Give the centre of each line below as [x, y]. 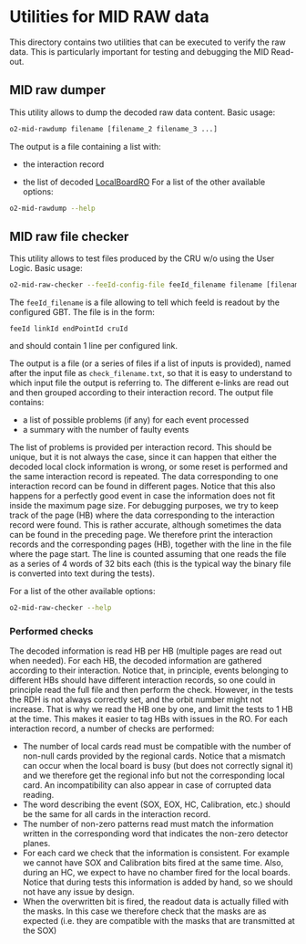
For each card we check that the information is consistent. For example [156, 853]
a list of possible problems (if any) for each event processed [136, 420]
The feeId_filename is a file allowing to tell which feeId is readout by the [145, 302]
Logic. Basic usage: [46, 268]
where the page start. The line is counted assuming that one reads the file [148, 554]
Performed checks [51, 631]
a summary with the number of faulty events [106, 430]
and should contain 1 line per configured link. [93, 346]
